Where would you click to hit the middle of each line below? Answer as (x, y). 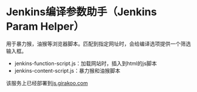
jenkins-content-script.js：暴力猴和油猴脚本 (67, 70)
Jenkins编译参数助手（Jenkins (81, 12)
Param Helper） (45, 26)
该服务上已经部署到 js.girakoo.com (47, 83)
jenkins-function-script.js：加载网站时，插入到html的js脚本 (86, 63)
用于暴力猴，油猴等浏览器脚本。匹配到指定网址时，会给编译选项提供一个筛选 (98, 44)
